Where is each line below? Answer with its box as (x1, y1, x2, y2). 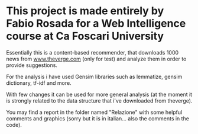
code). (6, 121, 22, 128)
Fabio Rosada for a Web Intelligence (6, 17, 186, 30)
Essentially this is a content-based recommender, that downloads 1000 (6, 49, 179, 56)
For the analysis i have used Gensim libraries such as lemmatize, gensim (6, 73, 183, 80)
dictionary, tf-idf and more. (6, 79, 72, 87)
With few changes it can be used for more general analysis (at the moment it (6, 91, 193, 98)
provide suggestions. (6, 61, 58, 69)
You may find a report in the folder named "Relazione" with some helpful (6, 109, 183, 116)
